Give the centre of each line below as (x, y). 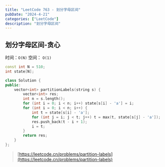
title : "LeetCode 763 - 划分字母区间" (43, 10)
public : (13, 85)
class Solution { (23, 80)
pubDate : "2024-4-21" (27, 14)
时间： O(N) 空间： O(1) (28, 58)
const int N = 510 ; (25, 67)
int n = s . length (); (44, 99)
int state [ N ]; (20, 71)
